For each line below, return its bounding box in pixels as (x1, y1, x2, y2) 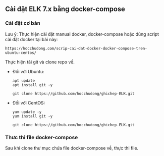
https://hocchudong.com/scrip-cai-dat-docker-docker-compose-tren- (5, 46, 148, 51)
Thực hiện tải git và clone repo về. (5, 59, 75, 65)
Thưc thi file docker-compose (5, 134, 78, 141)
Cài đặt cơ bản (5, 20, 41, 27)
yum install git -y (12, 113, 53, 119)
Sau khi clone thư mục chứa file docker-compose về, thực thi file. (5, 145, 139, 151)
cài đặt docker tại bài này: (5, 36, 58, 42)
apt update (12, 78, 35, 83)
